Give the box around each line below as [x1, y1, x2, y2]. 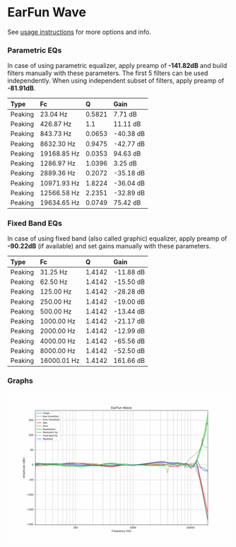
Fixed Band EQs [7, 218, 62, 228]
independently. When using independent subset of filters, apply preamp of [7, 76, 225, 85]
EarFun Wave [7, 4, 87, 21]
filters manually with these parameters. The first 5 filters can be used [7, 69, 208, 78]
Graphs [7, 376, 33, 386]
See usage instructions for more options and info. [7, 28, 152, 36]
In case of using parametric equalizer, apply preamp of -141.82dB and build [7, 62, 228, 70]
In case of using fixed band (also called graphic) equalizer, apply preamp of [7, 234, 228, 243]
